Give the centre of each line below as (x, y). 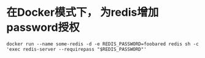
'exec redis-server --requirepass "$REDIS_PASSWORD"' (77, 49)
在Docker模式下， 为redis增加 (83, 12)
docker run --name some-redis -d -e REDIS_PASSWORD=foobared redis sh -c (103, 44)
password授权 (43, 27)
